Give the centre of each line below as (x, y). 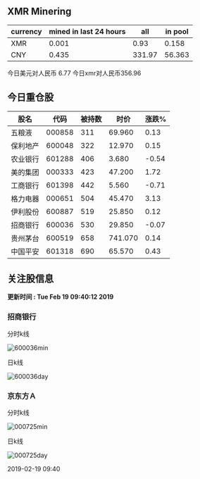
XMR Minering (39, 12)
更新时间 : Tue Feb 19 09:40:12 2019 (61, 297)
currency (26, 31)
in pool (177, 31)
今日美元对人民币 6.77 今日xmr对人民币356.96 (74, 73)
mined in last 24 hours (87, 31)
